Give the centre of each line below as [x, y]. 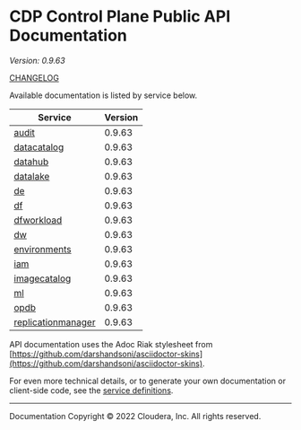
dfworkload [38, 220]
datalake [32, 176]
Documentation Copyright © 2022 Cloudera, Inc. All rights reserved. [135, 416]
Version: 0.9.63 [37, 60]
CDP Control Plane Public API [120, 17]
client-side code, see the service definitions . [91, 390]
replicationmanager [55, 322]
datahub [31, 162]
